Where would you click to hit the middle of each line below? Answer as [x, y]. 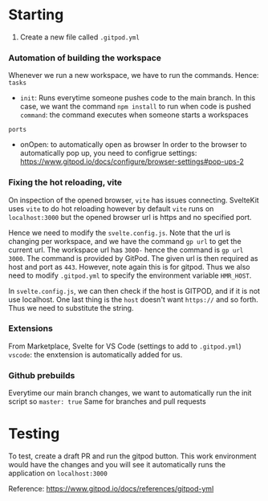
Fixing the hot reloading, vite [65, 182]
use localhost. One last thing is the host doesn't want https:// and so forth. [133, 299]
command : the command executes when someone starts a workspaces [134, 115]
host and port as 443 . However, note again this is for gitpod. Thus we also [129, 267]
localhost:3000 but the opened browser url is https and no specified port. [130, 217]
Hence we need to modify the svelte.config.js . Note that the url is [120, 232]
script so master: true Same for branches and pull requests [107, 401]
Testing [34, 434]
